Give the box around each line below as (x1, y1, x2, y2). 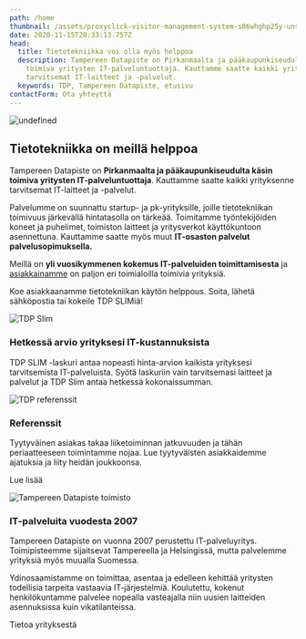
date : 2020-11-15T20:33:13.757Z (9, 30, 132, 39)
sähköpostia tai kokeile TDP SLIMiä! (9, 295, 144, 306)
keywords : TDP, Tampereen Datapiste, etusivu (17, 81, 194, 90)
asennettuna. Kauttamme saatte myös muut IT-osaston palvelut (9, 232, 250, 242)
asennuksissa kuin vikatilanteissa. (9, 602, 137, 613)
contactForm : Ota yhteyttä (9, 89, 112, 98)
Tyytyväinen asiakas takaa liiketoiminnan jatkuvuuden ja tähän (9, 437, 243, 448)
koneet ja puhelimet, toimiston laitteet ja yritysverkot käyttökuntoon (9, 222, 262, 232)
